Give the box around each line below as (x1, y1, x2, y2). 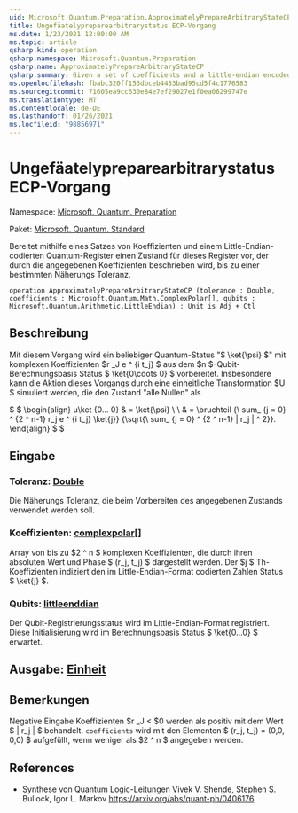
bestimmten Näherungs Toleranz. (9, 269, 131, 279)
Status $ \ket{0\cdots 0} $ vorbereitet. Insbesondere (79, 368, 272, 379)
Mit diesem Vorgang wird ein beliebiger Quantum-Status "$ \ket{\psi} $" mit (9, 349, 286, 360)
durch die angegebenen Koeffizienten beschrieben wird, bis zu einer (9, 259, 260, 270)
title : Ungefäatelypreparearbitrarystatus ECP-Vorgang (9, 21, 216, 30)
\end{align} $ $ (9, 423, 65, 434)
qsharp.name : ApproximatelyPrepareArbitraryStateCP (9, 63, 204, 72)
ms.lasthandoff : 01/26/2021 (9, 112, 114, 121)
